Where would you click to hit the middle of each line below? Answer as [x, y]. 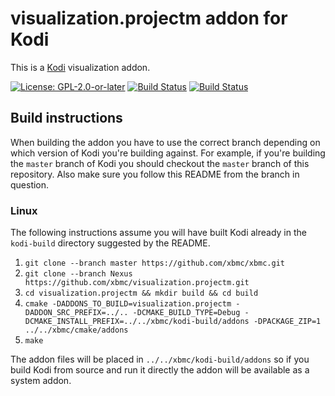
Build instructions [66, 118]
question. [30, 184]
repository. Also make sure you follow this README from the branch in [155, 174]
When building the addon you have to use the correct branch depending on [165, 142]
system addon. [41, 381]
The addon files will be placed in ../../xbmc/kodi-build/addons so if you [160, 359]
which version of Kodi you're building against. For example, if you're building [168, 153]
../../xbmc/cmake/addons [76, 330]
